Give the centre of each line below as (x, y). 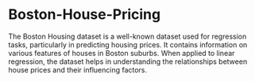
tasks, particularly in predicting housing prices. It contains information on (128, 44)
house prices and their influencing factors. (78, 69)
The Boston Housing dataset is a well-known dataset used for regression (127, 36)
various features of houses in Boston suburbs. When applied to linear (122, 53)
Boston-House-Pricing (85, 15)
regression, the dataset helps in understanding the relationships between (128, 61)
